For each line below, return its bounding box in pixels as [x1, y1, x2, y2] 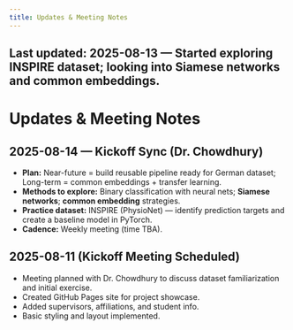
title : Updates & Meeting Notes [9, 12, 128, 22]
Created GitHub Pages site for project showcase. [21, 291, 200, 302]
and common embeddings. [9, 73, 161, 88]
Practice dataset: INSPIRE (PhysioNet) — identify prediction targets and [21, 205, 285, 216]
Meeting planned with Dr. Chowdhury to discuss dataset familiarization [21, 272, 280, 283]
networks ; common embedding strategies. [21, 196, 181, 206]
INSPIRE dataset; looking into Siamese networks [9, 59, 281, 75]
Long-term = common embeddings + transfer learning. [21, 177, 222, 188]
